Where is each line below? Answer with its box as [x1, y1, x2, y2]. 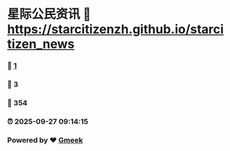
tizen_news [7, 36, 75, 52]
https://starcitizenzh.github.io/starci [7, 21, 224, 37]
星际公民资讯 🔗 [7, 6, 91, 22]
